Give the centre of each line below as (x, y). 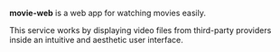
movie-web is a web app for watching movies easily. (107, 13)
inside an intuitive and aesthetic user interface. (96, 40)
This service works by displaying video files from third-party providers (140, 30)
